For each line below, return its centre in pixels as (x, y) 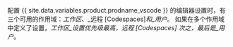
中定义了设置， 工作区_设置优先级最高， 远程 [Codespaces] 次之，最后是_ (113, 28)
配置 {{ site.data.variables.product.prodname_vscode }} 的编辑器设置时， (114, 10)
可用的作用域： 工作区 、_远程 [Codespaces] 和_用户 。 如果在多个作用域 (122, 19)
